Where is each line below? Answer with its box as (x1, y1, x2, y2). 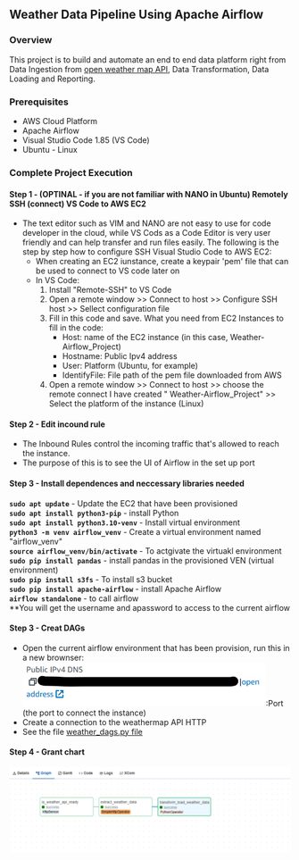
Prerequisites (9, 96, 69, 108)
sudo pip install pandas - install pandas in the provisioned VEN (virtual (9, 555, 275, 565)
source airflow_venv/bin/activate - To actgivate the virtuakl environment (9, 545, 283, 556)
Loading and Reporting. (9, 73, 96, 84)
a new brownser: (21, 652, 85, 663)
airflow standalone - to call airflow (9, 593, 139, 604)
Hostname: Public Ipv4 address (62, 351, 178, 362)
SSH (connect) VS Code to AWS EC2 (9, 198, 147, 209)
